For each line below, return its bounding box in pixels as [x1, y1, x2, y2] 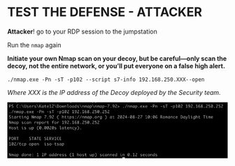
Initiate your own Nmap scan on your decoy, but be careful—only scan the [7, 54, 227, 63]
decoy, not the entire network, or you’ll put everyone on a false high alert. [7, 61, 226, 70]
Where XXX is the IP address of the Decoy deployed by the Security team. [7, 88, 222, 96]
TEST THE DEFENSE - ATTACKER [7, 4, 203, 20]
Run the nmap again [7, 40, 62, 49]
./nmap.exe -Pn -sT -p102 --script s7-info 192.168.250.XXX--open [7, 76, 205, 83]
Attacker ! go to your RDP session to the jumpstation [7, 27, 157, 36]
